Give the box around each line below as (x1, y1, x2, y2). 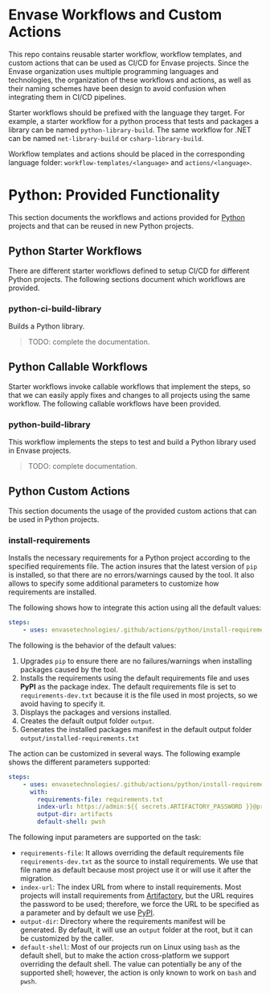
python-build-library (8, 419, 91, 430)
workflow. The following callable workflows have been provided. (8, 399, 222, 408)
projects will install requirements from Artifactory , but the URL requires (19, 891, 255, 901)
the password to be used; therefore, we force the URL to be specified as (19, 900, 260, 909)
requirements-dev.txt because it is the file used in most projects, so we (19, 690, 259, 700)
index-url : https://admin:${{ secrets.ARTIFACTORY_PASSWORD (37, 803, 243, 811)
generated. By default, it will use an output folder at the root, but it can (19, 925, 253, 935)
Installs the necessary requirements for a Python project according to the (8, 553, 251, 563)
